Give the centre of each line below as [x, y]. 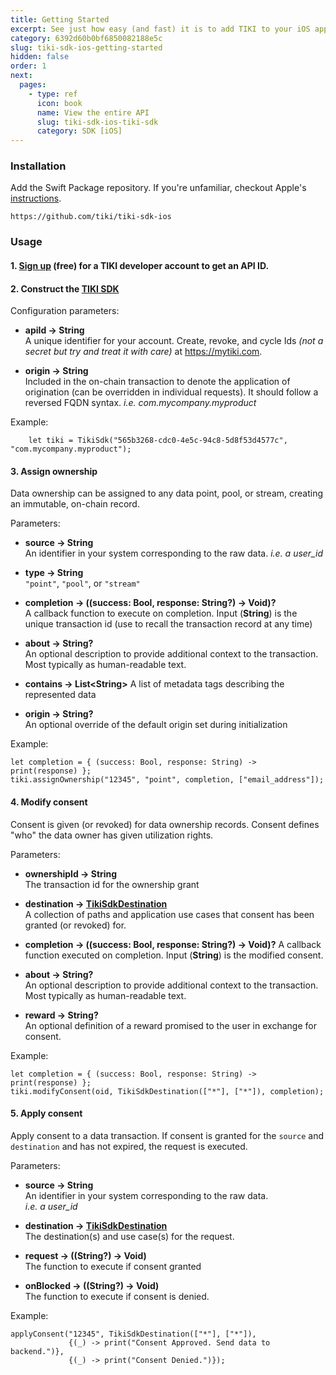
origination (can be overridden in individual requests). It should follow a [171, 392]
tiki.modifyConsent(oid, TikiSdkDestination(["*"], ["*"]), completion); [167, 1091]
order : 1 [28, 66]
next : [21, 76]
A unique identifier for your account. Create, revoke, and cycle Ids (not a [174, 341]
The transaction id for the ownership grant [112, 884]
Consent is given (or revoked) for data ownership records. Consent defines [165, 824]
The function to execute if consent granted [113, 1266]
